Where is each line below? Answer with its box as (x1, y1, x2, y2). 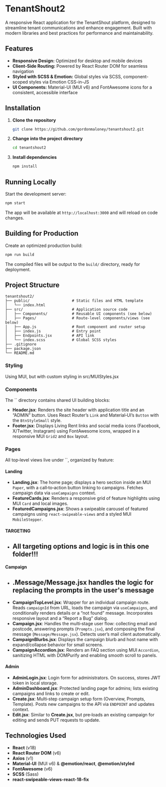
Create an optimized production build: (5, 242, 83, 248)
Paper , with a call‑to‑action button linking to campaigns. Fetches (12, 485, 143, 491)
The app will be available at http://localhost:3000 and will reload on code (5, 210, 158, 216)
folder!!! (12, 550, 38, 559)
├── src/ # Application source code (5, 307, 128, 312)
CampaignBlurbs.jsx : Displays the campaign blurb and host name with (12, 636, 158, 642)
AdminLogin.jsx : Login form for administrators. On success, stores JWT (12, 675, 161, 681)
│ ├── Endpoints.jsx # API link (5, 333, 94, 338)
